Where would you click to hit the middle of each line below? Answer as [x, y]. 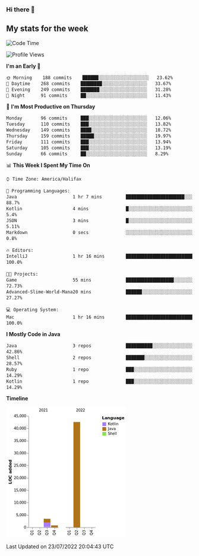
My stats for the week [47, 29]
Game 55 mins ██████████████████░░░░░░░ [99, 280]
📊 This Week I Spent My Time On [48, 165]
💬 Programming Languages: [38, 191]
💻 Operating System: [33, 309]
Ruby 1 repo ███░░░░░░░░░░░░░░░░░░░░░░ [99, 369]
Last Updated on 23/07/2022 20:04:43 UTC [60, 546]
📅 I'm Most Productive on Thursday [51, 106]
